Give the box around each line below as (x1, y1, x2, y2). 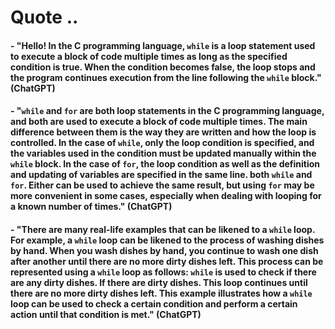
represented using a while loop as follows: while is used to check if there (10, 266, 317, 278)
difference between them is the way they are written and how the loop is (10, 126, 317, 138)
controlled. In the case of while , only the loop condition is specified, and (10, 137, 315, 149)
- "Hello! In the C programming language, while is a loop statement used (10, 39, 316, 51)
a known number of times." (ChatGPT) (10, 201, 173, 213)
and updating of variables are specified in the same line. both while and (10, 169, 313, 181)
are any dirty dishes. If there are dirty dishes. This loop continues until (10, 276, 308, 288)
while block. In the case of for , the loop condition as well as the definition (10, 158, 321, 170)
